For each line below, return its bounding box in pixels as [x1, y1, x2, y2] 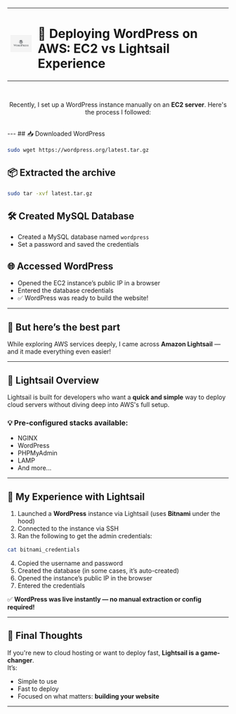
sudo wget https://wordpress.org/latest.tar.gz [7, 147, 150, 154]
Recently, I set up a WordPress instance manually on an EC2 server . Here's [9, 100, 227, 109]
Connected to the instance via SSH [17, 524, 119, 533]
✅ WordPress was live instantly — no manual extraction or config [7, 595, 202, 603]
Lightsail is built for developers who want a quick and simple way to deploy [7, 393, 226, 401]
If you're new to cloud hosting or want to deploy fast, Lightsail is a [7, 648, 199, 657]
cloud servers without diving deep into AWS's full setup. [7, 401, 170, 408]
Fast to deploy [17, 684, 59, 693]
